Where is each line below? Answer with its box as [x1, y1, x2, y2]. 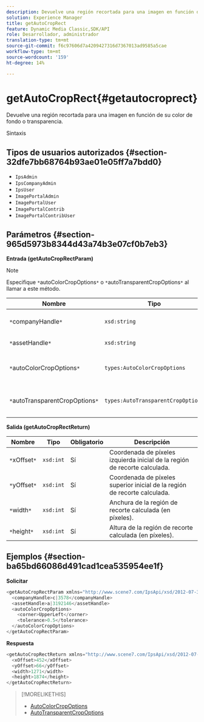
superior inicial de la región [109, 481, 187, 490]
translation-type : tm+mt [6, 37, 69, 43]
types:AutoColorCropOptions [104, 364, 186, 372]
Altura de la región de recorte [109, 524, 193, 532]
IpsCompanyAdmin [15, 181, 56, 187]
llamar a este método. [6, 285, 61, 293]
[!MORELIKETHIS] [21, 691, 66, 698]
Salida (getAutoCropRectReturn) [6, 423, 90, 431]
